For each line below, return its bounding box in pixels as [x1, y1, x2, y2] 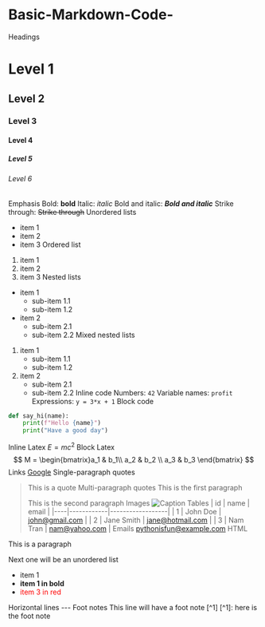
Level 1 [8, 60, 54, 78]
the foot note [8, 611, 51, 621]
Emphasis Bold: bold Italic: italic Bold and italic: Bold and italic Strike [8, 198, 234, 208]
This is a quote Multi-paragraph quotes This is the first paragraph [27, 482, 243, 492]
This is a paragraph [8, 539, 72, 549]
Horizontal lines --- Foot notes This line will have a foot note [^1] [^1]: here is [8, 602, 257, 612]
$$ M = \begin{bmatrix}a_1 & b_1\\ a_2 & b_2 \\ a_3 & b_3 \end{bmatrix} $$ [13, 454, 255, 464]
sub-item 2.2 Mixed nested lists [31, 330, 135, 339]
